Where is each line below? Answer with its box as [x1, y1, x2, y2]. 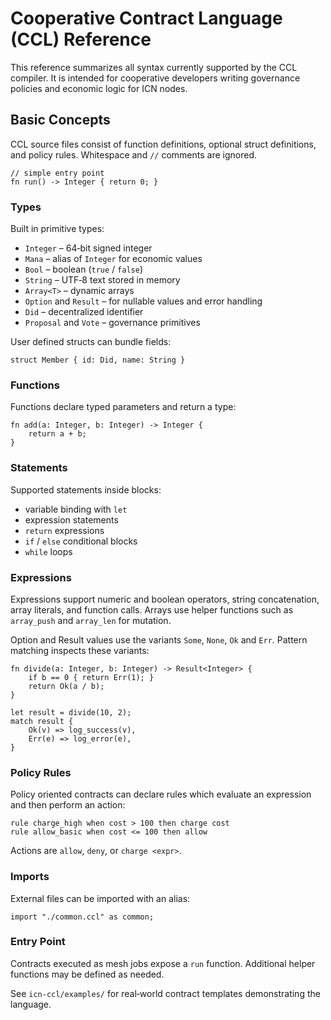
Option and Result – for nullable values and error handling [24, 295, 263, 307]
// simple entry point [10, 168, 105, 178]
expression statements [24, 513, 119, 526]
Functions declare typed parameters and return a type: [10, 401, 237, 413]
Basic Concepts [10, 112, 111, 129]
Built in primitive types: [10, 223, 105, 235]
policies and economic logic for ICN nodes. [10, 82, 188, 94]
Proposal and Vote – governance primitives [24, 317, 201, 329]
